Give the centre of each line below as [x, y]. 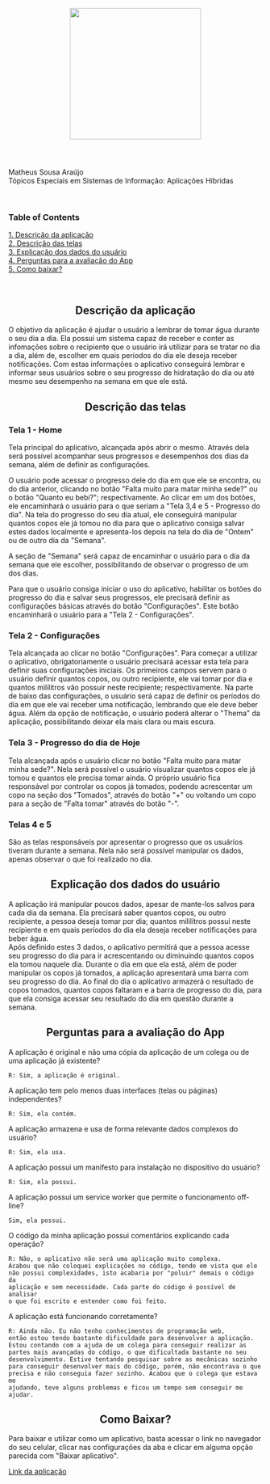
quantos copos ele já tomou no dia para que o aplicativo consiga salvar [127, 523]
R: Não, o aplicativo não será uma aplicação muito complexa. [115, 1258]
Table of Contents [44, 217]
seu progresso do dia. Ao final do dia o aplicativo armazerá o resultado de [131, 981]
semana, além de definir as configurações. [79, 464]
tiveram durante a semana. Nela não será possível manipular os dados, [126, 850]
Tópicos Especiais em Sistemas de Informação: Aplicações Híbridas [121, 181]
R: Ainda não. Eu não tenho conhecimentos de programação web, [117, 1331]
